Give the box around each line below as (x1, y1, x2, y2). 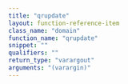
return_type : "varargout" (8, 57, 94, 65)
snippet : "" (8, 42, 48, 50)
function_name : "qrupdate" (8, 34, 98, 42)
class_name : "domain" (8, 26, 81, 34)
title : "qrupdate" (8, 11, 70, 20)
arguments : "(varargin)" (8, 64, 91, 72)
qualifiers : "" (8, 49, 59, 57)
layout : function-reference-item (8, 19, 120, 27)
